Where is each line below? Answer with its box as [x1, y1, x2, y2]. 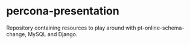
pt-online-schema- [137, 24, 185, 31]
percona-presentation [6, 4, 119, 18]
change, [6, 30, 27, 37]
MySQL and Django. [28, 30, 78, 37]
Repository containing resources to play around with [6, 24, 136, 31]
